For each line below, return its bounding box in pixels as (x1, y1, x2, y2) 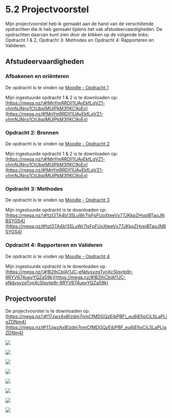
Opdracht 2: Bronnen (5, 129, 59, 136)
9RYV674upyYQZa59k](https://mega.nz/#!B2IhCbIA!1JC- (5, 274, 126, 280)
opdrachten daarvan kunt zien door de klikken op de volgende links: (5, 31, 149, 37)
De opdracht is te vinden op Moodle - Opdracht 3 (5, 197, 110, 203)
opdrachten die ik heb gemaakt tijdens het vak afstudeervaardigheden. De (5, 26, 163, 32)
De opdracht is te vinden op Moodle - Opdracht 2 (5, 140, 110, 147)
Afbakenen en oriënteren (5, 73, 69, 80)
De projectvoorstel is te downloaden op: (5, 308, 90, 314)
